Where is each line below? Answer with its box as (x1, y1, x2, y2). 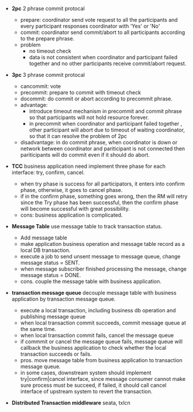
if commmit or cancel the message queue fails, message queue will (20, 338, 183, 345)
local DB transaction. (20, 246, 71, 254)
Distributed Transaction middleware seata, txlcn (11, 399, 130, 406)
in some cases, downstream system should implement (20, 369, 151, 376)
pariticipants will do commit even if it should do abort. (20, 151, 150, 158)
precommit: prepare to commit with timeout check (20, 89, 142, 96)
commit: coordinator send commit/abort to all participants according (20, 29, 185, 36)
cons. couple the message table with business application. (20, 278, 162, 285)
